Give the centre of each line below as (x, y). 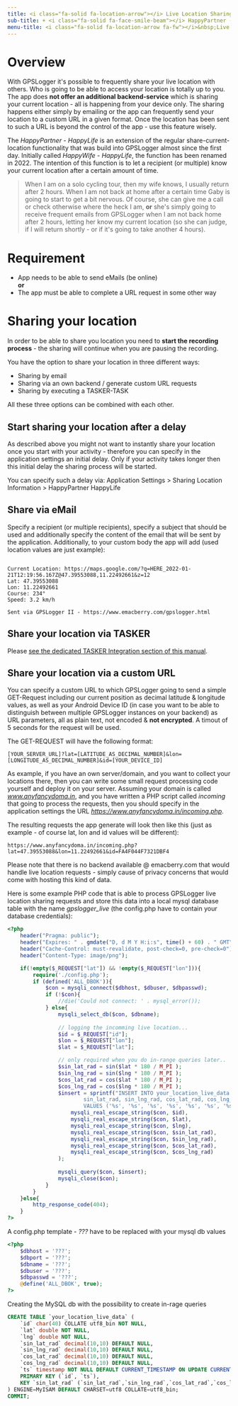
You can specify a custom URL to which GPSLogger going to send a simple (117, 690)
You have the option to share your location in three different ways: (104, 362)
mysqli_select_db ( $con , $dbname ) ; (109, 1014)
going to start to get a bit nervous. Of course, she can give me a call (124, 200)
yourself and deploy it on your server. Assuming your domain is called (109, 789)
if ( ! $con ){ (63, 995)
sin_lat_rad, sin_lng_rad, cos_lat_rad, (143, 1099)
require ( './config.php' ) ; (71, 975)
